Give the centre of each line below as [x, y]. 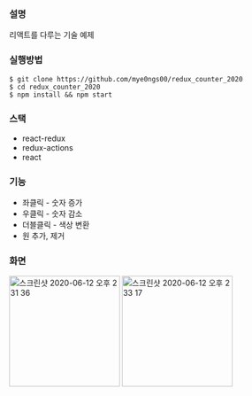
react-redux [44, 138]
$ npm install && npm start [61, 95]
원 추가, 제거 [43, 236]
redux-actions [47, 147]
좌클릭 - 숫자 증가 [52, 203]
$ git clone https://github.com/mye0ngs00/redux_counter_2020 [126, 79]
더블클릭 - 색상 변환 [56, 225]
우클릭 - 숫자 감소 [52, 214]
